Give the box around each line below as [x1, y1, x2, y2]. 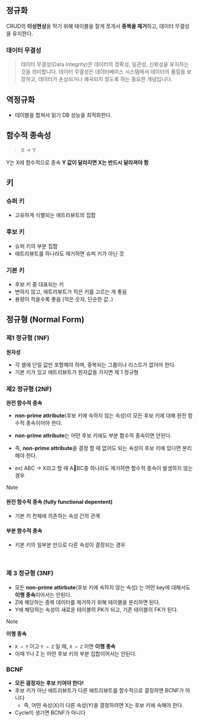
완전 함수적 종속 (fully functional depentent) [6, 498, 113, 505]
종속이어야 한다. [25, 420, 63, 426]
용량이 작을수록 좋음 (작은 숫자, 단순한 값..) [14, 296, 114, 303]
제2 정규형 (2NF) [6, 385, 52, 393]
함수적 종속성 [6, 130, 52, 140]
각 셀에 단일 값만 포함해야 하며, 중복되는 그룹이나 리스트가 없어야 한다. [14, 361, 176, 368]
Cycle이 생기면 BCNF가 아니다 [14, 709, 86, 716]
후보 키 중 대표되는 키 [14, 281, 64, 288]
